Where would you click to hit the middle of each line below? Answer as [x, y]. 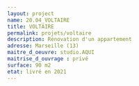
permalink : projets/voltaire [49, 33]
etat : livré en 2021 [37, 71]
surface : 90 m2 [29, 65]
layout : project [31, 14]
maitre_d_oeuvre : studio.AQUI [51, 53]
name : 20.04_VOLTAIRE [39, 20]
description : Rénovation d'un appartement [69, 40]
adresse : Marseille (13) [43, 46]
